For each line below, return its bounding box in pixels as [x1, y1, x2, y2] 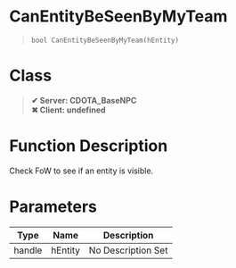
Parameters [9, 197, 98, 216]
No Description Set [88, 244, 168, 256]
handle [13, 244, 43, 256]
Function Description [9, 136, 168, 156]
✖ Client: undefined [30, 105, 106, 115]
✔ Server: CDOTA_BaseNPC [30, 95, 137, 105]
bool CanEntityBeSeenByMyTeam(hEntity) [30, 36, 180, 45]
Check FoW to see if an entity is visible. [9, 165, 154, 176]
